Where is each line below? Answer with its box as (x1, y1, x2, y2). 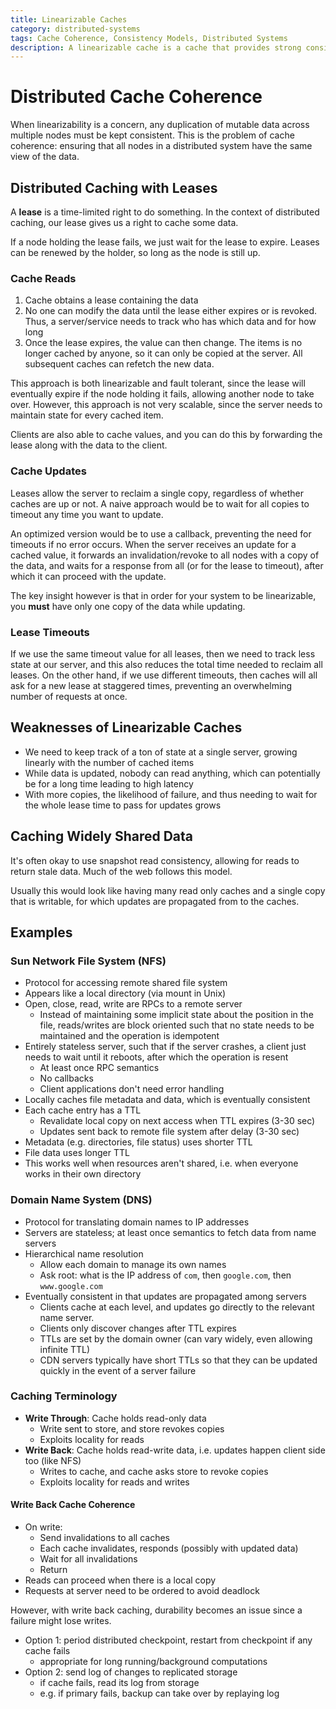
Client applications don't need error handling (39, 1083, 225, 1095)
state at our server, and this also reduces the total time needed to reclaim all (10, 658, 323, 670)
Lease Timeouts (10, 625, 90, 639)
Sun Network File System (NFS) (10, 954, 167, 968)
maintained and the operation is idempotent (39, 1030, 220, 1042)
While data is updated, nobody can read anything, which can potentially (24, 767, 321, 779)
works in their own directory (24, 1168, 142, 1180)
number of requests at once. (10, 690, 128, 702)
